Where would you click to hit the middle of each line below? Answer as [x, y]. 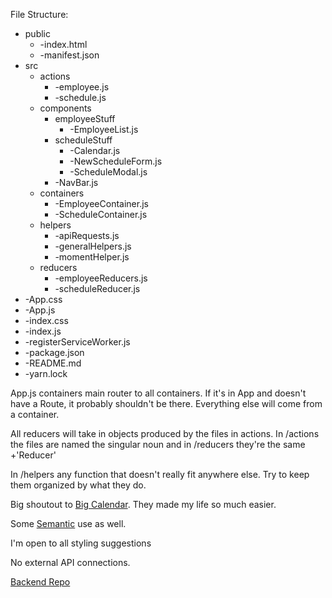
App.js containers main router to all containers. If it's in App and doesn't [158, 393]
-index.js [43, 331]
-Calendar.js [95, 150]
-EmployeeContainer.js [101, 203]
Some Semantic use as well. [68, 523]
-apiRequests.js [87, 235]
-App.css [43, 299]
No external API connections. [70, 562]
